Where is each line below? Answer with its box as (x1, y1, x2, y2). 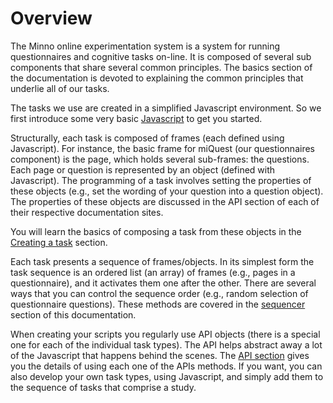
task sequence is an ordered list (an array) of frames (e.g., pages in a (10, 266, 296, 278)
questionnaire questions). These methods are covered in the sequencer (10, 298, 306, 310)
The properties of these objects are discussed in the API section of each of (10, 195, 320, 207)
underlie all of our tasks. (10, 82, 110, 94)
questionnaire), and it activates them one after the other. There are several (10, 277, 317, 289)
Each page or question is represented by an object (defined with (10, 163, 276, 176)
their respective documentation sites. (10, 206, 164, 218)
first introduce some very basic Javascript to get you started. (10, 112, 263, 124)
